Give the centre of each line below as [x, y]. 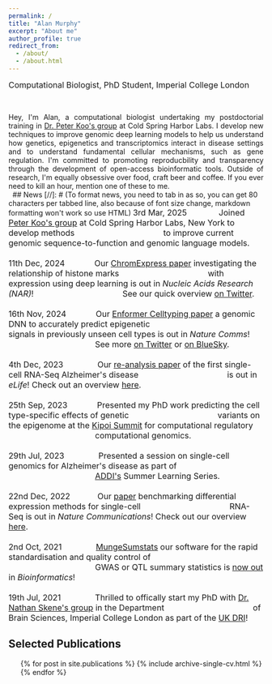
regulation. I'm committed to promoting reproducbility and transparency [136, 160]
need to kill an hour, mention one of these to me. [89, 186]
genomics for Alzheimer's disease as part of [93, 465]
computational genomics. [143, 435]
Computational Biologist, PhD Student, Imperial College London [129, 84]
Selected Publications [65, 644]
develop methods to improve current [121, 233]
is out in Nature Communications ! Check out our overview [136, 516]
